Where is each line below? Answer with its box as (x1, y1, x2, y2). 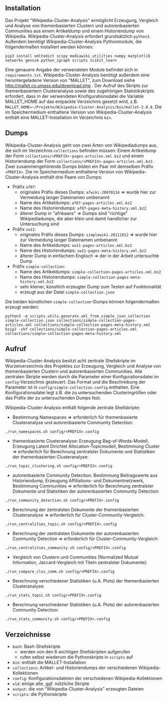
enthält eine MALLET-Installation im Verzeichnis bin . (5, 114, 113, 120)
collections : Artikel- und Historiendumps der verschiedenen (12, 665, 138, 671)
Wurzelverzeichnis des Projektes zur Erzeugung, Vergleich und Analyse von (5, 363, 161, 369)
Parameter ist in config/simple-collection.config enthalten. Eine (5, 384, 140, 390)
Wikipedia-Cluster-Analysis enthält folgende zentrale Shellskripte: (5, 405, 141, 411)
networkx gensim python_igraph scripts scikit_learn (5, 57, 117, 63)
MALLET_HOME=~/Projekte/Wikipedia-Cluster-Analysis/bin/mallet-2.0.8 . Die (5, 103, 162, 109)
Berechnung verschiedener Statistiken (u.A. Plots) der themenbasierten (12, 578, 160, 584)
